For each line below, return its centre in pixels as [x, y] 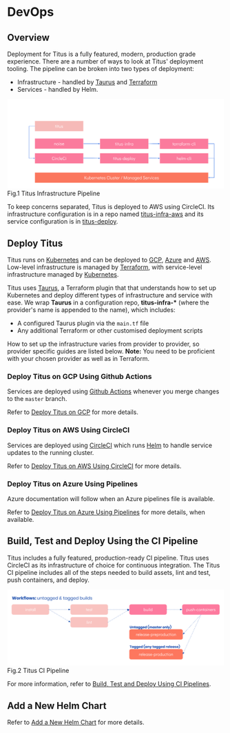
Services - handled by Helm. [57, 89]
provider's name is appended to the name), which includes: [91, 310]
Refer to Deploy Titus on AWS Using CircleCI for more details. [94, 466]
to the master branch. [37, 399]
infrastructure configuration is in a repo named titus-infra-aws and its [106, 214]
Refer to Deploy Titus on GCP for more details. [73, 412]
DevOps [31, 12]
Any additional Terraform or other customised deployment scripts [110, 331]
